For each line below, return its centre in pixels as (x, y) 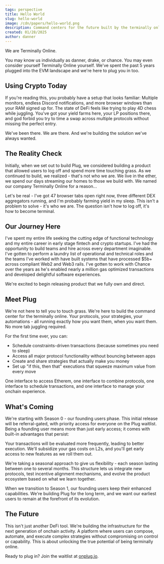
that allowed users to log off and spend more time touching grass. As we (78, 170)
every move (24, 372)
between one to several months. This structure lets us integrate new (74, 468)
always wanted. (21, 138)
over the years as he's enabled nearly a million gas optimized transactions (80, 270)
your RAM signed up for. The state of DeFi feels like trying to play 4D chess (81, 108)
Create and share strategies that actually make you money (71, 361)
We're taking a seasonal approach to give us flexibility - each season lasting (82, 463)
